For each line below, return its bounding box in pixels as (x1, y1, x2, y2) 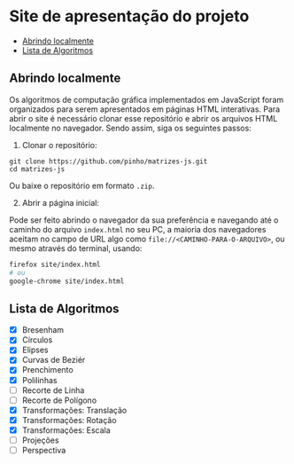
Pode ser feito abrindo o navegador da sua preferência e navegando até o (9, 215, 279, 225)
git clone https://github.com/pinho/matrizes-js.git (9, 157, 208, 166)
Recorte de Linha (21, 384, 85, 396)
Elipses (21, 344, 49, 356)
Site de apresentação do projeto (9, 6, 250, 27)
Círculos (21, 334, 53, 345)
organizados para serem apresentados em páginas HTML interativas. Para (9, 104, 281, 114)
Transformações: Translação (21, 405, 128, 415)
